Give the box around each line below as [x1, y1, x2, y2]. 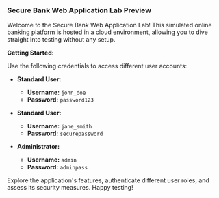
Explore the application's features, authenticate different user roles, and [7, 176, 210, 184]
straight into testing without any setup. [7, 36, 116, 44]
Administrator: [16, 143, 60, 151]
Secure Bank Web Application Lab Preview [7, 5, 152, 15]
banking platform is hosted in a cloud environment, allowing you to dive [7, 28, 209, 36]
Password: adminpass [27, 163, 88, 171]
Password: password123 [27, 96, 94, 104]
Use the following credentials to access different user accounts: [7, 62, 188, 70]
